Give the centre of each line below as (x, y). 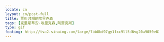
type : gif (15, 28)
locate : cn (16, 9)
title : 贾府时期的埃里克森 (29, 18)
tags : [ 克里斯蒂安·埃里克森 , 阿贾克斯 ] (40, 23)
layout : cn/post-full (27, 14)
